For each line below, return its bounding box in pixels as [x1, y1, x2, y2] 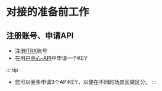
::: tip [6, 66, 19, 73]
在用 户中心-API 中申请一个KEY [14, 55, 88, 62]
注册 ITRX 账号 [14, 48, 48, 54]
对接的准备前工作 [6, 5, 90, 19]
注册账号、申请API [6, 31, 74, 41]
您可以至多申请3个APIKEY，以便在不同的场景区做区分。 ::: [14, 79, 157, 85]
